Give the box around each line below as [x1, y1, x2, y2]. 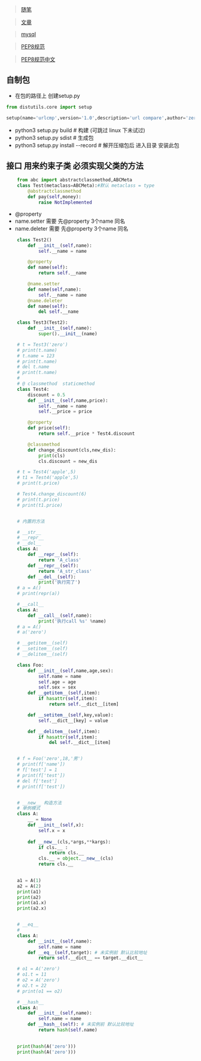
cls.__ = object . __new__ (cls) [38, 856, 114, 862]
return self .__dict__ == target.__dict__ [38, 955, 144, 961]
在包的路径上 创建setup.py [14, 92, 80, 99]
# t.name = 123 [17, 352, 55, 359]
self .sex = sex [38, 685, 77, 691]
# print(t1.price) [17, 502, 63, 508]
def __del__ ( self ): [28, 573, 77, 580]
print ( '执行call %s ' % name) [38, 618, 106, 624]
